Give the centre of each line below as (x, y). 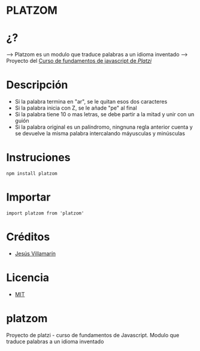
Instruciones (38, 158)
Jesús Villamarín (35, 253)
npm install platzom (32, 174)
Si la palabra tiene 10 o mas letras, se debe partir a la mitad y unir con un (104, 114)
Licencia (28, 278)
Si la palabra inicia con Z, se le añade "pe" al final (76, 108)
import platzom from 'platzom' (45, 213)
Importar (28, 197)
